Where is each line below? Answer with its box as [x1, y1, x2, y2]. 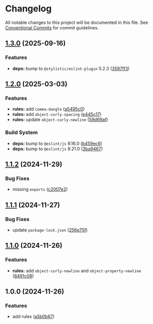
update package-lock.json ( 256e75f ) [12, 227, 88, 233]
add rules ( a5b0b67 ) [12, 314, 55, 320]
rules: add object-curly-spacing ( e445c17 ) [12, 111, 102, 117]
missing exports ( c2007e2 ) [12, 186, 68, 192]
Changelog [5, 3, 52, 14]
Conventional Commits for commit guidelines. [5, 24, 99, 30]
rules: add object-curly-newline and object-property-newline [12, 267, 142, 274]
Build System [5, 129, 38, 136]
